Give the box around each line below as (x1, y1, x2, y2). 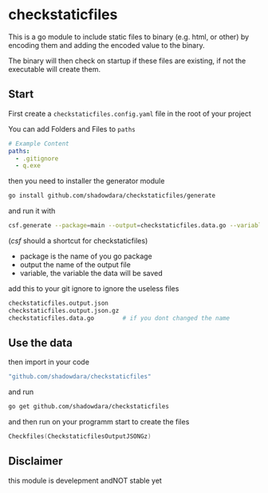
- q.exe (15, 162, 41, 170)
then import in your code (8, 357, 90, 367)
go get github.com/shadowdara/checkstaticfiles (8, 403, 170, 411)
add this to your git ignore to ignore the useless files (8, 284, 179, 293)
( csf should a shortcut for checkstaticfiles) (8, 236, 148, 245)
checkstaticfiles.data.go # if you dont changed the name (8, 314, 230, 322)
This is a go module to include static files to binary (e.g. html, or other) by (8, 32, 250, 41)
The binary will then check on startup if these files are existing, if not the (8, 56, 246, 65)
